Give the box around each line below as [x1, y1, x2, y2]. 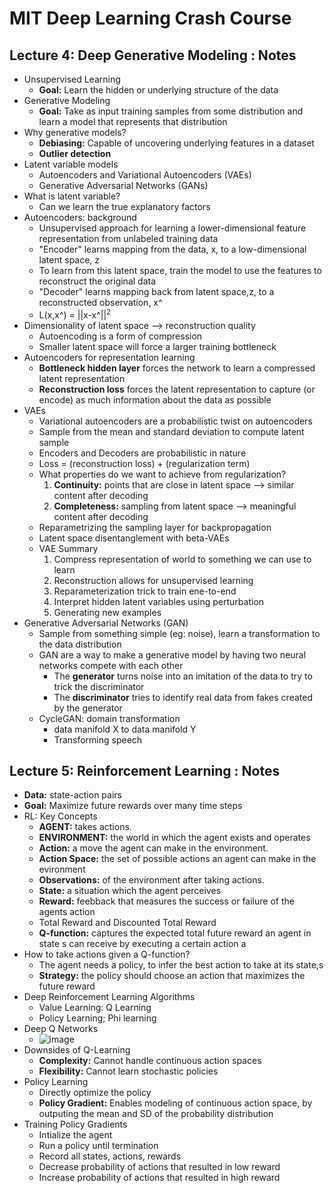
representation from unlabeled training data [38, 233, 219, 244]
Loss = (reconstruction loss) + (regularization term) [38, 457, 251, 469]
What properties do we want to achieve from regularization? [38, 468, 287, 480]
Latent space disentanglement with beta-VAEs [38, 532, 230, 544]
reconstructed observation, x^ [38, 297, 163, 308]
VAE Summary [38, 542, 99, 554]
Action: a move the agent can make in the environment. [38, 842, 269, 854]
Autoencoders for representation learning [23, 351, 196, 363]
